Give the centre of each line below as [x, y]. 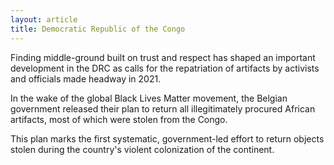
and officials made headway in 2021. [86, 78]
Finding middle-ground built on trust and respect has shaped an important [163, 57]
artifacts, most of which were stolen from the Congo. [119, 119]
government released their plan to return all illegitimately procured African [163, 108]
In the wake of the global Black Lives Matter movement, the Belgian [149, 98]
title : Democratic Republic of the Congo [98, 29]
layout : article [44, 19]
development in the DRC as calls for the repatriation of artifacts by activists [165, 68]
